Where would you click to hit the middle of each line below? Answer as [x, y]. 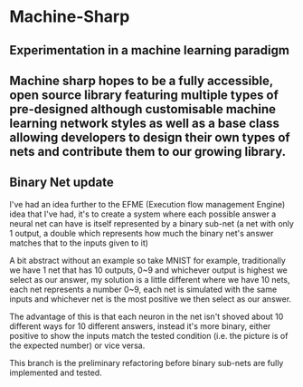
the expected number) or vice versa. [77, 345]
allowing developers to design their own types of [150, 137]
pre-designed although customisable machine [142, 109]
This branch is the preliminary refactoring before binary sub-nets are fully [147, 363]
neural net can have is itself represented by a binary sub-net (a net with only [151, 223]
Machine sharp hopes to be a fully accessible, [142, 80]
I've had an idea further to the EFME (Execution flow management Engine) [147, 204]
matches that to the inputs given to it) [79, 243]
